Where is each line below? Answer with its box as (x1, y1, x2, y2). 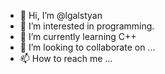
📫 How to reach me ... (19, 53, 113, 64)
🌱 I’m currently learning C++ (19, 31, 137, 42)
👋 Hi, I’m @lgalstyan (19, 10, 103, 21)
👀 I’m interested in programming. (19, 20, 155, 32)
